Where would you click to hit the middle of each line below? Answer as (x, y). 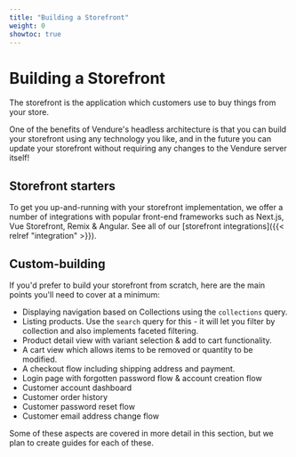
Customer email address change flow (91, 416)
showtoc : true (36, 34)
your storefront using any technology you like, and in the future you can (140, 139)
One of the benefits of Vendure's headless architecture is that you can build (148, 129)
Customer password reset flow (79, 406)
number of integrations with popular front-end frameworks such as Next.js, (147, 217)
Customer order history (65, 396)
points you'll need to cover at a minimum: (84, 294)
